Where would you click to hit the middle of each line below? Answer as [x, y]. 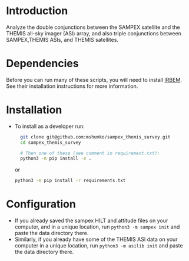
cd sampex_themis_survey [51, 143]
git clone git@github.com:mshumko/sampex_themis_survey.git [95, 137]
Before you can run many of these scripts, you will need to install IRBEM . [94, 80]
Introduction [37, 11]
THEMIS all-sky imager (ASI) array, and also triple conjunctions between [94, 33]
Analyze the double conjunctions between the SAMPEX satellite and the [93, 27]
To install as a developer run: [50, 126]
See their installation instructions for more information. [72, 86]
